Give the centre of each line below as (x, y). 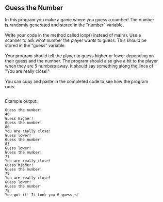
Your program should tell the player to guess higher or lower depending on (80, 56)
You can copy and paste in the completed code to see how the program (77, 81)
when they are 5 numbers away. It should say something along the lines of (79, 66)
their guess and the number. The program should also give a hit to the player (81, 61)
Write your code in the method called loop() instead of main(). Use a (73, 35)
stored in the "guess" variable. (35, 45)
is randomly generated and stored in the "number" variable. (65, 25)
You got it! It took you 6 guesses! (42, 195)
